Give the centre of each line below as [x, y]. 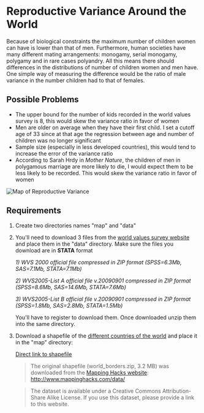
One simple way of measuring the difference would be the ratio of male [96, 74]
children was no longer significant [58, 140]
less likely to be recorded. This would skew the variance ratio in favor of [106, 173]
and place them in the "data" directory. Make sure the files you [94, 244]
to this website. [50, 404]
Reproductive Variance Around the [96, 11]
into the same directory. [45, 324]
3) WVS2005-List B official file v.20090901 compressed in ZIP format [103, 299]
